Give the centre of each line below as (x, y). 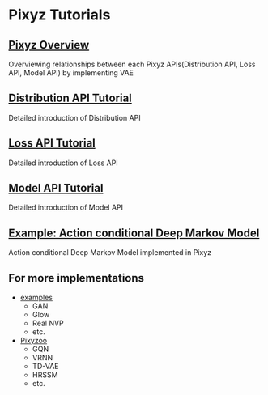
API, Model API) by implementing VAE (71, 73)
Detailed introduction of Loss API (64, 163)
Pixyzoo (33, 341)
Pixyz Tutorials (60, 15)
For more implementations (76, 278)
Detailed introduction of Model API (66, 207)
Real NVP (48, 323)
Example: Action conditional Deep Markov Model (134, 233)
